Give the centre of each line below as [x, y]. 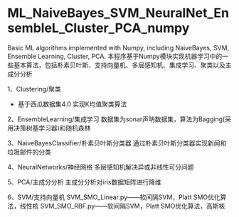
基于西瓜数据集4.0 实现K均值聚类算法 [72, 104]
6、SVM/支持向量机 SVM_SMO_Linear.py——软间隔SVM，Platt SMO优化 [114, 197]
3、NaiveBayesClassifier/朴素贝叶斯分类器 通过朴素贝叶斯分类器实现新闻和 [117, 143]
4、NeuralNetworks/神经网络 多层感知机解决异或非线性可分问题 [101, 167]
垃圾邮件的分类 [29, 152]
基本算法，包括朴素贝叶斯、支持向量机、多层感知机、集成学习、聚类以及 [119, 65]
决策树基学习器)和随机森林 [52, 128]
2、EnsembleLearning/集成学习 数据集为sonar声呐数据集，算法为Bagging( [116, 119]
